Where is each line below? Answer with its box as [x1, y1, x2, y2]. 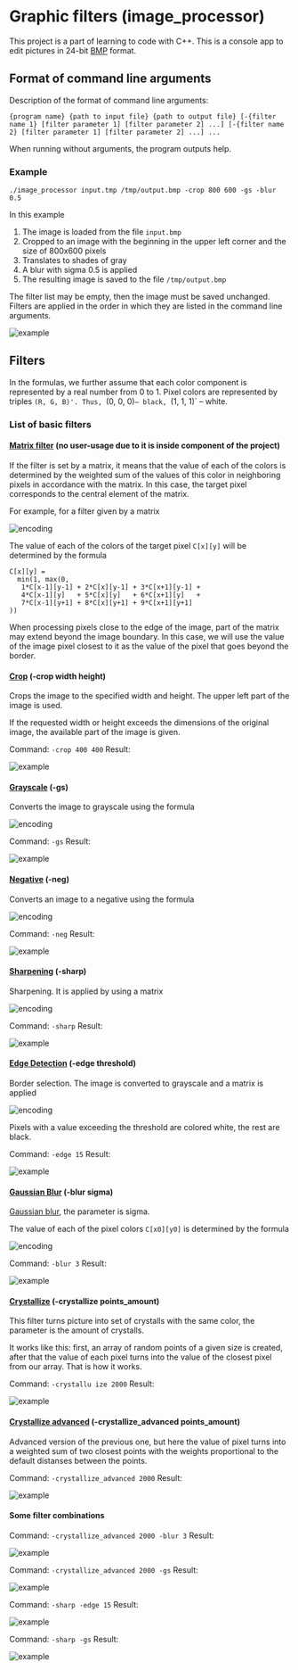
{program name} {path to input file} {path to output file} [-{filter [9, 112, 277, 121]
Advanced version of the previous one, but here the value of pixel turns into [9, 1436, 286, 1447]
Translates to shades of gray [21, 255, 127, 266]
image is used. [9, 700, 63, 711]
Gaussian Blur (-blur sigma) [9, 1186, 114, 1197]
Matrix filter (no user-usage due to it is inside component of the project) [9, 440, 280, 451]
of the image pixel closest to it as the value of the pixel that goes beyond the [9, 641, 289, 651]
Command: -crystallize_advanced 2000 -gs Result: [9, 1564, 198, 1575]
